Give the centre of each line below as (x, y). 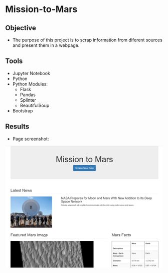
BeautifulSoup (35, 105)
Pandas (28, 95)
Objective (21, 28)
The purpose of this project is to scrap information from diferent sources (88, 40)
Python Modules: (30, 84)
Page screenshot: (31, 139)
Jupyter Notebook (31, 73)
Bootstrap (23, 111)
